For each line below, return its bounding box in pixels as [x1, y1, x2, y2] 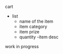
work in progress [5, 44, 39, 49]
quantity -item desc [19, 34, 59, 40]
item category [19, 24, 47, 29]
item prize [19, 29, 40, 34]
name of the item [19, 19, 53, 24]
